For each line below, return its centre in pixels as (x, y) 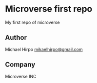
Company (20, 65)
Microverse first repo (49, 9)
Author (16, 38)
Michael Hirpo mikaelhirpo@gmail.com (44, 49)
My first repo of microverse (32, 22)
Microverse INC (21, 76)
